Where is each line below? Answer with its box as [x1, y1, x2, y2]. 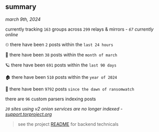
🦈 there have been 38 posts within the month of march [5, 52, 117, 58]
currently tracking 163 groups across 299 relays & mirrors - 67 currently [5, 26, 154, 32]
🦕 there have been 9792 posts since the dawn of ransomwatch [5, 85, 135, 92]
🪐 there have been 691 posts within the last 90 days [5, 62, 117, 68]
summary [5, 3, 37, 11]
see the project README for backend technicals [17, 121, 119, 127]
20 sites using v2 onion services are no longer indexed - [5, 105, 123, 112]
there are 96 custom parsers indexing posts [5, 96, 96, 102]
